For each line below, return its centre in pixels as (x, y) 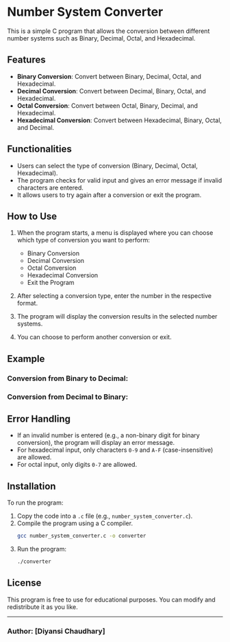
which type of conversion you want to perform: (84, 240)
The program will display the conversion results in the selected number (117, 317)
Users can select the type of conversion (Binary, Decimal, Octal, (107, 165)
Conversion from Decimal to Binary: (68, 397)
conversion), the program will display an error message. (96, 443)
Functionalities (39, 149)
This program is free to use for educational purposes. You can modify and (111, 599)
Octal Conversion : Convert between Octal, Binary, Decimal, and (107, 105)
